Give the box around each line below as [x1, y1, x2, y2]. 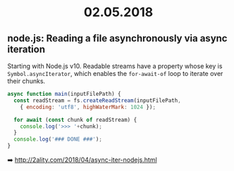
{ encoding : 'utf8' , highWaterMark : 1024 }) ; [20, 103, 156, 110]
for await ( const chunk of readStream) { [13, 116, 137, 123]
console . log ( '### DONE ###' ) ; [13, 136, 102, 143]
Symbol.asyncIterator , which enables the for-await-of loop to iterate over [7, 70, 223, 77]
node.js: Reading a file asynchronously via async [7, 32, 228, 44]
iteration [7, 43, 46, 55]
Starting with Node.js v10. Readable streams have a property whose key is [7, 62, 223, 70]
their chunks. [7, 77, 46, 85]
